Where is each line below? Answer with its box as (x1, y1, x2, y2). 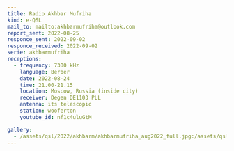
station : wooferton (19, 107, 77, 114)
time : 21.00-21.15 (19, 81, 73, 88)
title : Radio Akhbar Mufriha (7, 10, 92, 17)
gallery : (7, 126, 33, 133)
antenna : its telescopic (19, 101, 92, 108)
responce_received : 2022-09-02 (7, 42, 98, 49)
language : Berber (19, 68, 70, 75)
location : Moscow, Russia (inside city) (19, 88, 139, 95)
